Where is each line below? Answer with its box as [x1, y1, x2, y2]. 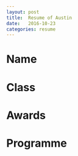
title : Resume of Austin [6, 15, 72, 21]
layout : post [6, 9, 40, 15]
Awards [6, 108, 46, 122]
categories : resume [6, 26, 56, 32]
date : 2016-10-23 [6, 20, 56, 26]
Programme [6, 136, 67, 150]
